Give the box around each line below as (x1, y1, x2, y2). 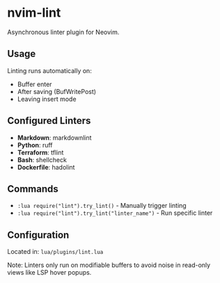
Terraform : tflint (17, 148, 64, 156)
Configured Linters (7, 115, 91, 127)
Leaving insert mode (17, 95, 77, 103)
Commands (7, 183, 59, 195)
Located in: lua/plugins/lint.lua (7, 248, 104, 256)
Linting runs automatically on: (7, 66, 92, 74)
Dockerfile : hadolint (17, 163, 75, 171)
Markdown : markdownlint (17, 134, 92, 142)
